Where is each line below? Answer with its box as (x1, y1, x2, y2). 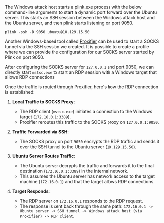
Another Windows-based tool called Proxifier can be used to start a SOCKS (5, 38, 159, 44)
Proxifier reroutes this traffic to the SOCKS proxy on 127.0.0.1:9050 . (19, 119, 159, 125)
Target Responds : (12, 188, 50, 194)
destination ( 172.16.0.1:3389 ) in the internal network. (19, 168, 129, 174)
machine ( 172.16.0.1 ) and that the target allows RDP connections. (19, 179, 155, 184)
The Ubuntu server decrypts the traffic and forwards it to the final (19, 163, 154, 168)
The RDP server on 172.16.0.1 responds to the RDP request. (19, 198, 143, 204)
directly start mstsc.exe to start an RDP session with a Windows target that (5, 69, 157, 75)
